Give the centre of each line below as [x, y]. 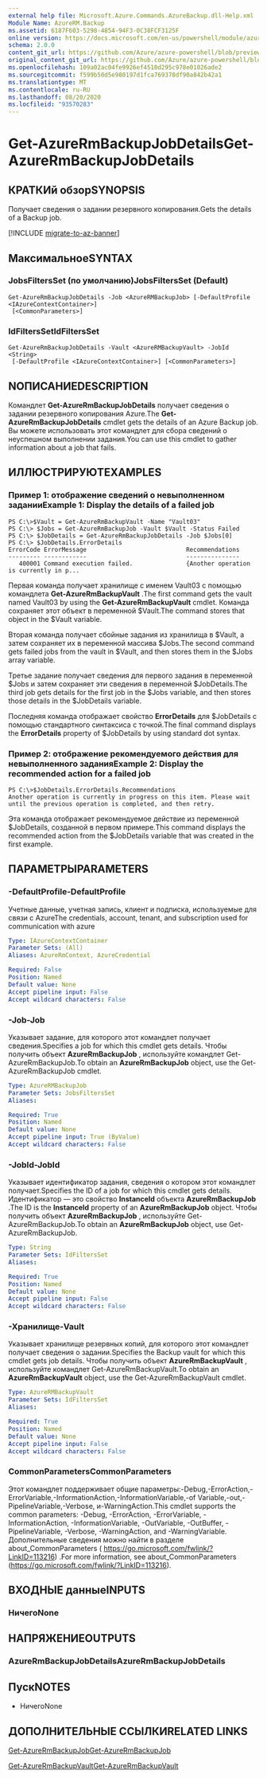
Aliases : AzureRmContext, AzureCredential [79, 955]
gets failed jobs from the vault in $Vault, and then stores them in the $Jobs [130, 651]
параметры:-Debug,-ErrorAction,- [197, 1489]
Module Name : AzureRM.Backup [56, 23]
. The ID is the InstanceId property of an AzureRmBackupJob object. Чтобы [133, 1208]
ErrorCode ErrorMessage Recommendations [124, 549]
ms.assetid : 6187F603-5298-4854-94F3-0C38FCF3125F [94, 30]
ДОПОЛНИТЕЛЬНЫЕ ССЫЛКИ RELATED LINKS [128, 1731]
